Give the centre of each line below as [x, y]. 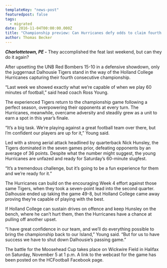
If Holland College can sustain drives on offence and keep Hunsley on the [81, 209]
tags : [11, 19]
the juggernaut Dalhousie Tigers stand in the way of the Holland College [79, 72]
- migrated [21, 24]
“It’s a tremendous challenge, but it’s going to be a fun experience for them [82, 168]
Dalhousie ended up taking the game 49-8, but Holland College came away [83, 194]
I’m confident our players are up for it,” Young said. [57, 133]
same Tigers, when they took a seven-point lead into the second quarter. [80, 188]
